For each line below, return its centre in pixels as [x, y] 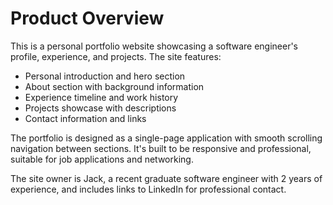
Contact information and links [85, 118]
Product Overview [87, 18]
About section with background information [114, 86]
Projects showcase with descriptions [100, 108]
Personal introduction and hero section [105, 76]
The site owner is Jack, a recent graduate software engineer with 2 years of [166, 178]
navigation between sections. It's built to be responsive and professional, [161, 148]
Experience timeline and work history [101, 97]
